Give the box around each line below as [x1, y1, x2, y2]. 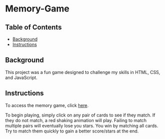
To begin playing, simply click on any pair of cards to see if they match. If [5, 112, 156, 118]
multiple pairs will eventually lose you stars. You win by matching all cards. [5, 122, 159, 128]
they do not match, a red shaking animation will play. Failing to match [5, 117, 147, 123]
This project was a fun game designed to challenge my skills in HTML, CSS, [5, 69, 161, 75]
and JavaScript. [5, 74, 37, 80]
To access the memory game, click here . [5, 102, 89, 108]
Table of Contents [5, 23, 62, 31]
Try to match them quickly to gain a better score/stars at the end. [5, 128, 139, 134]
